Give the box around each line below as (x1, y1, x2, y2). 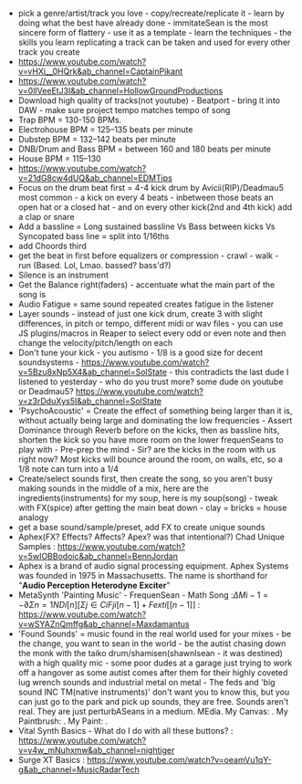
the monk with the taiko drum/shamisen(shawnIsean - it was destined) (17, 648, 283, 658)
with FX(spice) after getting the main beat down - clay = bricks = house (17, 502, 287, 513)
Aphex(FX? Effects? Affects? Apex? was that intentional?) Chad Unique (17, 531, 286, 542)
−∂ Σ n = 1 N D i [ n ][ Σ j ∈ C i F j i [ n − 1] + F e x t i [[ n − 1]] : (17, 600, 201, 610)
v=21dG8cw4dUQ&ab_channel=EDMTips (17, 172, 173, 183)
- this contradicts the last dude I (168, 367, 289, 377)
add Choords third (17, 241, 87, 251)
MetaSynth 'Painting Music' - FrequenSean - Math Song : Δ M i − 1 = (17, 590, 269, 601)
